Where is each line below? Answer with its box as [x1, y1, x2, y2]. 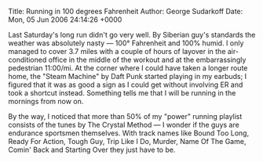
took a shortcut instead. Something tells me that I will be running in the [8, 88, 236, 97]
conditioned [8, 55, 47, 64]
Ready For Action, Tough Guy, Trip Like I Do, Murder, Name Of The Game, [8, 137, 247, 146]
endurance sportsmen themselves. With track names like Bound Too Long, [8, 128, 250, 138]
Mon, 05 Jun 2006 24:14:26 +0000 [8, 15, 122, 24]
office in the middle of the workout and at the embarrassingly [48, 55, 247, 64]
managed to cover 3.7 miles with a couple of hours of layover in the [8, 47, 226, 56]
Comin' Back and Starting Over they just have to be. [8, 145, 176, 154]
